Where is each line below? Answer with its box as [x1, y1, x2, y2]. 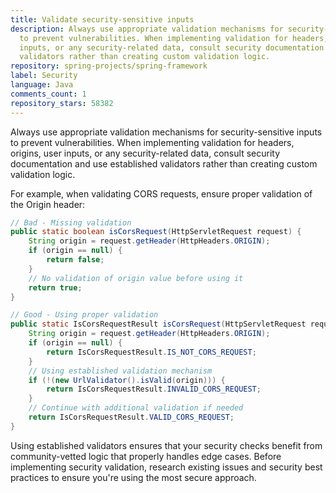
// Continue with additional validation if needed [28, 403, 244, 413]
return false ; [46, 255, 105, 265]
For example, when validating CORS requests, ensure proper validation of [10, 187, 313, 200]
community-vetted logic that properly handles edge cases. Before [10, 450, 282, 462]
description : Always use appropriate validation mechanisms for [10, 24, 284, 34]
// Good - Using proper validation [10, 310, 159, 320]
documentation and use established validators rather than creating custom [10, 157, 318, 170]
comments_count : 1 [10, 89, 87, 99]
